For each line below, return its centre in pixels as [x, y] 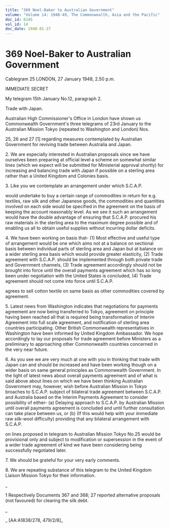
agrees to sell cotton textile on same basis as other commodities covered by [85, 291]
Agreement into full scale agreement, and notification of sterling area [77, 322]
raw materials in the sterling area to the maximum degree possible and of [82, 223]
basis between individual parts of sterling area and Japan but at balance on [84, 249]
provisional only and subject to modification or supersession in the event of [84, 439]
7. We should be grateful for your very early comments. [63, 460]
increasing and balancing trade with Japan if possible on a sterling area [80, 170]
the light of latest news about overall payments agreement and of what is [81, 376]
